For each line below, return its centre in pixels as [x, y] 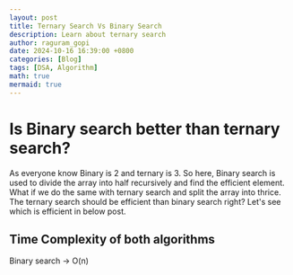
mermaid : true [36, 84]
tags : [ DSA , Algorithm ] [54, 68]
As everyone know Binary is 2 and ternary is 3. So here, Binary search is [142, 173]
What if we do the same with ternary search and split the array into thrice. [145, 192]
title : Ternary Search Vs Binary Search [86, 26]
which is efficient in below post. [68, 211]
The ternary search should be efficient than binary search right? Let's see [145, 201]
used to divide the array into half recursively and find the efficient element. [147, 182]
